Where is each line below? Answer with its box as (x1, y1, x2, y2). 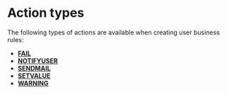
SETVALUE (17, 72, 51, 80)
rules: (7, 35, 24, 43)
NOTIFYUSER (17, 56, 58, 65)
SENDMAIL (17, 64, 51, 72)
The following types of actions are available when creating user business (7, 28, 221, 36)
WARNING (17, 79, 49, 87)
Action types (7, 5, 85, 21)
